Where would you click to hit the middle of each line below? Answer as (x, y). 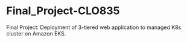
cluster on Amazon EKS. (36, 33)
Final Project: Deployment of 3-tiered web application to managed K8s (94, 27)
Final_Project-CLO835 (63, 11)
